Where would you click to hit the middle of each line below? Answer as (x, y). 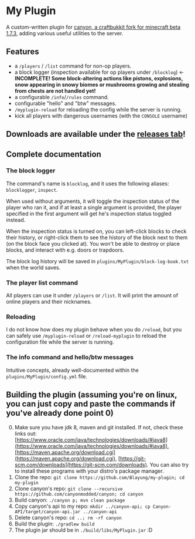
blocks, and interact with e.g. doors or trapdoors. (65, 250)
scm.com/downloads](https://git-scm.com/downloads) (81, 465)
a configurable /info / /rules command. (62, 97)
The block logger (31, 171)
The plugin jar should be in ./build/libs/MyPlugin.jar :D (83, 530)
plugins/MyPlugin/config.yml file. (47, 376)
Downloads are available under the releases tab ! (96, 134)
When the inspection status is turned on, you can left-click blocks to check (96, 231)
